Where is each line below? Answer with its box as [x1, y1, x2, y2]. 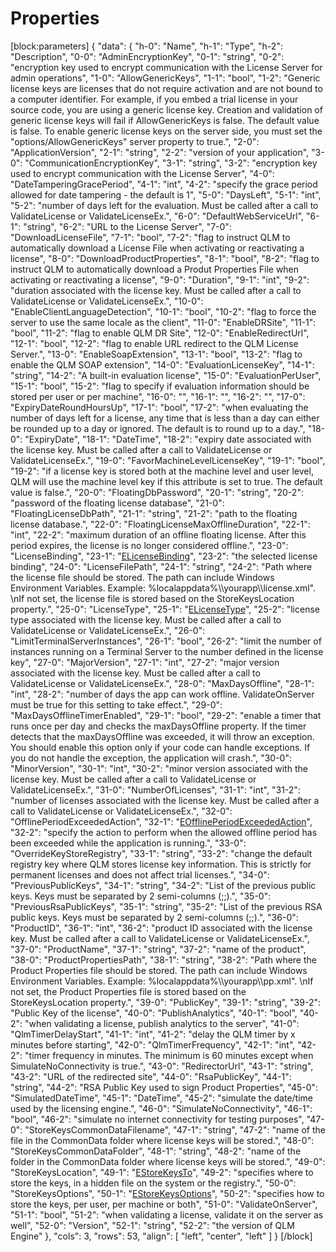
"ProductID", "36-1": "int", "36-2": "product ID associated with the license [10, 922, 313, 934]
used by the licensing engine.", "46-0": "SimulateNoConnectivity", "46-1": [10, 1102, 313, 1114]
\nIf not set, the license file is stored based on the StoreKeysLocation [10, 592, 295, 604]
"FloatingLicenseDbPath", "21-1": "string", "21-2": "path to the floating [10, 507, 298, 519]
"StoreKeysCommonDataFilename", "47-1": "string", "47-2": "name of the [24, 1123, 326, 1136]
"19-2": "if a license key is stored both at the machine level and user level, [10, 465, 314, 477]
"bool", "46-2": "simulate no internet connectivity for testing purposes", [10, 1113, 305, 1125]
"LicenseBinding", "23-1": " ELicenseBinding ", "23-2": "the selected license [10, 550, 318, 562]
